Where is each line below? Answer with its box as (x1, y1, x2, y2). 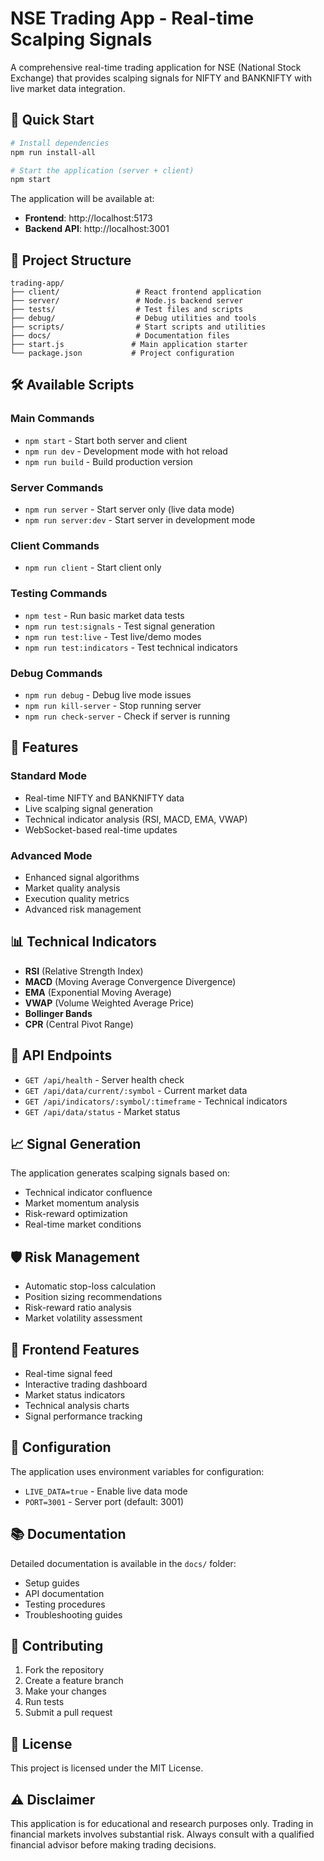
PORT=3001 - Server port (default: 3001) (24, 1495, 185, 1507)
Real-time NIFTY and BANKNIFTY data (24, 792, 185, 804)
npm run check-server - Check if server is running (24, 710, 231, 722)
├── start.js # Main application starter (10, 340, 248, 350)
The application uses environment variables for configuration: (10, 1465, 265, 1477)
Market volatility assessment (24, 1312, 143, 1324)
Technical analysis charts (24, 1399, 130, 1411)
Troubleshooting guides (24, 1608, 123, 1621)
